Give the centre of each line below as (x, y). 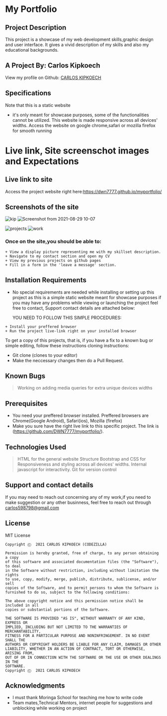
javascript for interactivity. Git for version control (67, 469)
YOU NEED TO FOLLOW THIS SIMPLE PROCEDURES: (67, 318)
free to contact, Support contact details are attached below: (74, 308)
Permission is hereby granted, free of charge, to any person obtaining (82, 553)
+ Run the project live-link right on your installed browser (71, 331)
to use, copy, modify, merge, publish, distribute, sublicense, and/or (81, 579)
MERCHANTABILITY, (23, 631)
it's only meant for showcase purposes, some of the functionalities (81, 115)
